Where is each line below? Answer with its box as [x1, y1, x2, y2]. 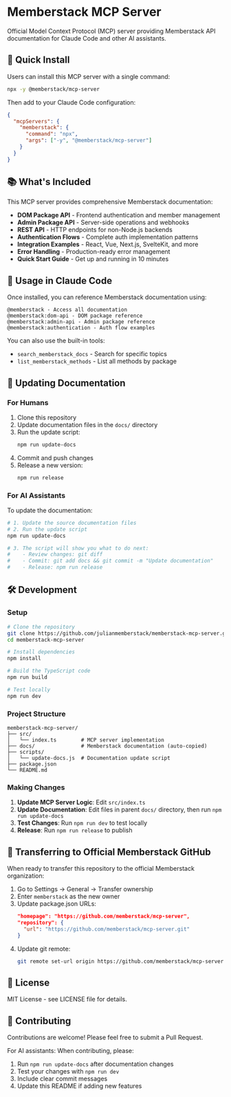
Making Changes [7, 782, 65, 792]
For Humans [7, 398, 49, 407]
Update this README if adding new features [16, 1082, 142, 1090]
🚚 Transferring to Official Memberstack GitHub [7, 846, 211, 858]
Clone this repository [16, 413, 77, 422]
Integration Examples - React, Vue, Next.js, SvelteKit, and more [16, 240, 199, 248]
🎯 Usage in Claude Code [7, 274, 112, 286]
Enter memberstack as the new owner [16, 892, 120, 901]
